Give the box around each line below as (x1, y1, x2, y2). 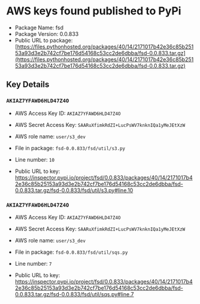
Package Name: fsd (14, 24, 64, 31)
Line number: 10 (14, 156, 55, 163)
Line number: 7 (14, 260, 52, 267)
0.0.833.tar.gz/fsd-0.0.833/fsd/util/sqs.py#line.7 (14, 290, 134, 297)
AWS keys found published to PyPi (6, 4, 181, 18)
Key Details (6, 80, 50, 90)
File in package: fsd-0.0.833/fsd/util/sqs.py (14, 248, 128, 256)
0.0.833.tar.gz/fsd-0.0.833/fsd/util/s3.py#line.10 (14, 187, 134, 194)
